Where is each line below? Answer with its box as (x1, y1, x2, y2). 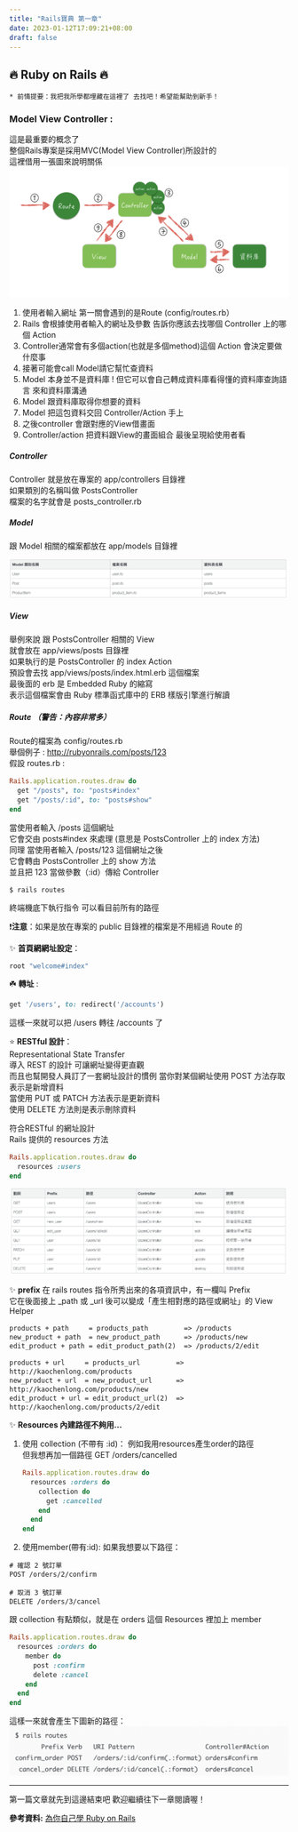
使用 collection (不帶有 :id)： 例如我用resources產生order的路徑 (21, 1438, 255, 1449)
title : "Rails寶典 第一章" (9, 14, 102, 23)
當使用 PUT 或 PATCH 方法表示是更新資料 (9, 1093, 161, 1104)
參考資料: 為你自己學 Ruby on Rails (9, 1812, 136, 1823)
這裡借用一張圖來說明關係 (9, 156, 103, 167)
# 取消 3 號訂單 (9, 1588, 63, 1597)
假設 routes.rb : (9, 758, 65, 768)
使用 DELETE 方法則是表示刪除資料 (9, 1104, 137, 1115)
